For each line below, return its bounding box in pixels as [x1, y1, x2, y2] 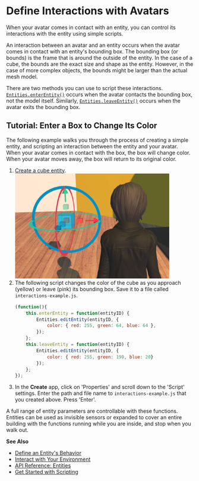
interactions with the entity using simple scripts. [6, 30, 124, 37]
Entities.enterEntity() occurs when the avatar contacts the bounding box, [6, 91, 193, 98]
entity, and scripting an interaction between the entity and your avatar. [6, 142, 178, 149]
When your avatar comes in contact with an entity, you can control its [6, 24, 176, 31]
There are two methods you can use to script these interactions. [6, 84, 163, 91]
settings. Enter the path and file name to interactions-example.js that [14, 390, 187, 397]
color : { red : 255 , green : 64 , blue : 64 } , [46, 323, 156, 329]
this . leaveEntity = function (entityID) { [26, 342, 129, 348]
